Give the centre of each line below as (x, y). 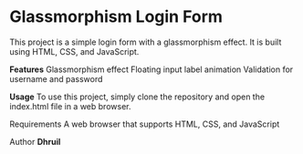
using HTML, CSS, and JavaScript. (74, 51)
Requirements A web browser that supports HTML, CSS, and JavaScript (145, 124)
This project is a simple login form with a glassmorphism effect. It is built (146, 42)
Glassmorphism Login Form (116, 17)
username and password (56, 78)
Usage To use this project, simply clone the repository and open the (137, 97)
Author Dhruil (35, 141)
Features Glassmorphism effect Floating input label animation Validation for (151, 69)
